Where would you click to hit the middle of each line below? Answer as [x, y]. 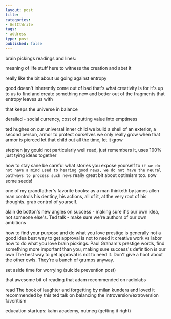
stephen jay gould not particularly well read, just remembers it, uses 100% [83, 150]
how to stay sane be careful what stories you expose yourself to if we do [83, 165]
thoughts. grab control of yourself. [41, 202]
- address [16, 34]
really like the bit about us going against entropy [56, 78]
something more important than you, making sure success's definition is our [85, 249]
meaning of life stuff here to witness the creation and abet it [68, 68]
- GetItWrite [19, 24]
